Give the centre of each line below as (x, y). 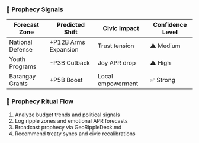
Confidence (170, 25)
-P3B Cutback (70, 63)
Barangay (23, 77)
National (21, 42)
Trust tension (116, 46)
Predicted (70, 25)
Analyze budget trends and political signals (67, 115)
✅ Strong (163, 80)
